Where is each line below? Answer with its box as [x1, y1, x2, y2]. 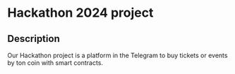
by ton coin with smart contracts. [7, 59, 104, 67]
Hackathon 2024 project [7, 5, 154, 21]
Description [7, 33, 60, 45]
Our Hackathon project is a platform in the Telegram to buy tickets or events [7, 51, 228, 59]
